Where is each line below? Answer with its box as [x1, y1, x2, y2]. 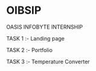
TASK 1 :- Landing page [6, 35, 65, 42]
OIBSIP [6, 4, 42, 17]
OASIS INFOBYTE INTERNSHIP [6, 23, 83, 30]
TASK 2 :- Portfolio [6, 46, 53, 54]
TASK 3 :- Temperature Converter [6, 58, 90, 65]
